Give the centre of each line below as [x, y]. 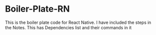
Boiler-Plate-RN [37, 9]
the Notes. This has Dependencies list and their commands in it [68, 27]
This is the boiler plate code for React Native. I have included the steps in [78, 22]
